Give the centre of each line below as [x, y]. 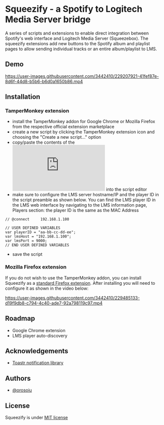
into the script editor [126, 189]
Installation [23, 97]
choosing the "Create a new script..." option [57, 137]
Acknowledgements [37, 351]
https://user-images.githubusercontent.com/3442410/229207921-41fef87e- [82, 76]
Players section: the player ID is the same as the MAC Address [75, 211]
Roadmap [20, 319]
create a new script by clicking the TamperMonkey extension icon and [83, 132]
